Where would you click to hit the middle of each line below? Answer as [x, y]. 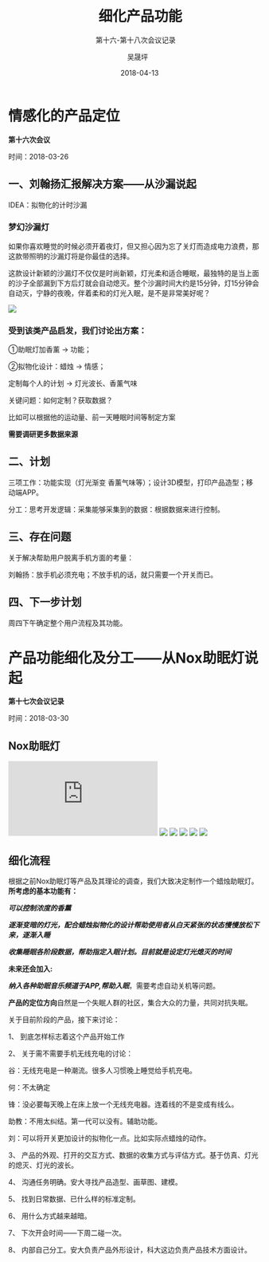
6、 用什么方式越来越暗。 [50, 1216]
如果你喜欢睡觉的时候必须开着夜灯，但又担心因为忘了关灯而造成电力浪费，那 [134, 246]
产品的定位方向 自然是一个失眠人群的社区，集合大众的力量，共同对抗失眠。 [130, 1003]
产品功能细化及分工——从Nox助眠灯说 [133, 658]
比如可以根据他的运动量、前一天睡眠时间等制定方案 [92, 417]
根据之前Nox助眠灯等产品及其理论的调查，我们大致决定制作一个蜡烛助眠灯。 [133, 881]
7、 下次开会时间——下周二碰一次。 [67, 1233]
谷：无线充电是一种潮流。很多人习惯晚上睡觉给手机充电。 [102, 1071]
